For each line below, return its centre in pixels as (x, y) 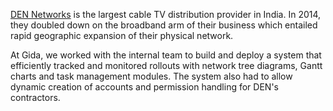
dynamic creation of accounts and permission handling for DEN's (144, 87)
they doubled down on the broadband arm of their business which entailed (164, 25)
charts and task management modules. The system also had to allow (151, 76)
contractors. (35, 97)
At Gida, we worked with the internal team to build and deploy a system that (166, 55)
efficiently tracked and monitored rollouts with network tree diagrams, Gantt (166, 65)
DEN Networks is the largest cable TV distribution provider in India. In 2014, (166, 14)
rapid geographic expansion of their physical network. (122, 35)
